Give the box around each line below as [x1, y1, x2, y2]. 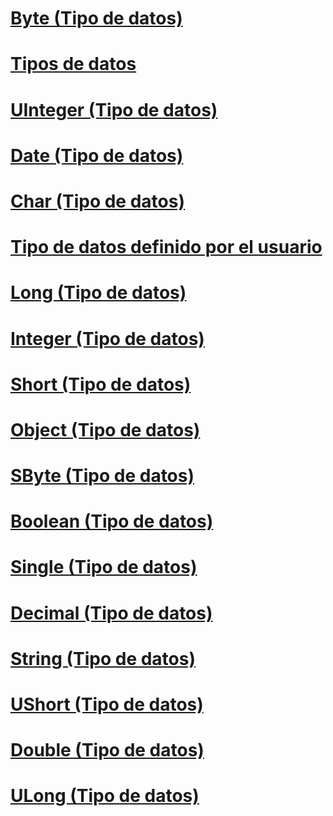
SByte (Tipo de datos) [10, 465, 195, 487]
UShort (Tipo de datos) [10, 693, 204, 716]
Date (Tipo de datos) [10, 144, 184, 167]
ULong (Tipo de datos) [10, 785, 200, 807]
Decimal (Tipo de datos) [10, 602, 213, 624]
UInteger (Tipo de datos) [10, 98, 218, 121]
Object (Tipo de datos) [10, 418, 201, 441]
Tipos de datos [10, 53, 137, 76]
